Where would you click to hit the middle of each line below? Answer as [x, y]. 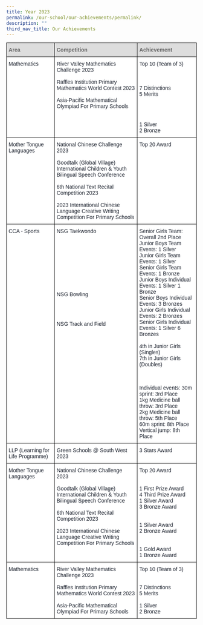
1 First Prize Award [162, 489]
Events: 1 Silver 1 [160, 286]
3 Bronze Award [158, 507]
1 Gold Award [155, 549]
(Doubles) [151, 365]
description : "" [27, 23]
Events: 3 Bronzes [161, 304]
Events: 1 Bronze [159, 274]
